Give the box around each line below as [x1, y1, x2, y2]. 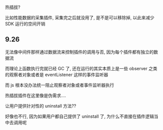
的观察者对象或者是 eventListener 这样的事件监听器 [5, 72, 109, 78]
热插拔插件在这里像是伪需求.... [5, 92, 66, 98]
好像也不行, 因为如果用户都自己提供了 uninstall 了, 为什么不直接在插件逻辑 [5, 113, 154, 119]
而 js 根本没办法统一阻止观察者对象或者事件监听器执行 [5, 82, 114, 88]
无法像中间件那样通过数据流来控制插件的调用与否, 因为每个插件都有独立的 [5, 49, 154, 55]
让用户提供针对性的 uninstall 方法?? [5, 103, 77, 109]
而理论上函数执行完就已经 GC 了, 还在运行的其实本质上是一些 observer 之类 [5, 65, 158, 71]
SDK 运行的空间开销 [5, 21, 46, 26]
